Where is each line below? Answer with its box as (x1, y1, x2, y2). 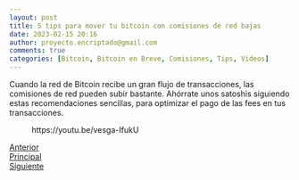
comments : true (9, 46, 66, 55)
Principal (9, 151, 42, 161)
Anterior (9, 142, 39, 152)
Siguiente (9, 161, 45, 171)
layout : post (9, 12, 58, 22)
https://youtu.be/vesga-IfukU (31, 125, 139, 135)
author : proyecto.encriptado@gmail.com (9, 37, 158, 47)
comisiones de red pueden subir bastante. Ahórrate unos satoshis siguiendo (9, 88, 290, 99)
